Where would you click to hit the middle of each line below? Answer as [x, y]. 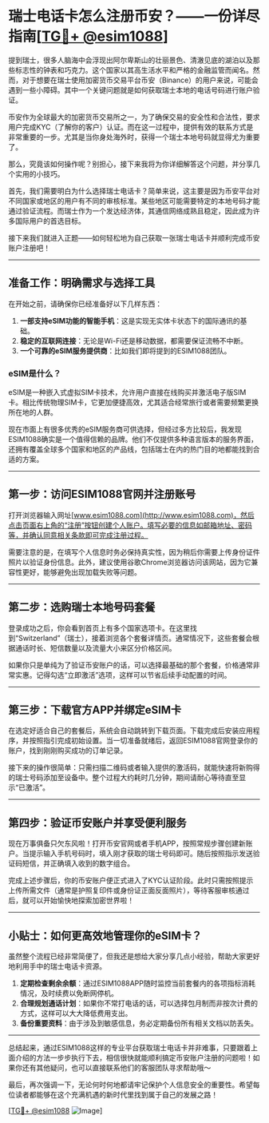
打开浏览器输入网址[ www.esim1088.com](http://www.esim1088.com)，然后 [132, 515]
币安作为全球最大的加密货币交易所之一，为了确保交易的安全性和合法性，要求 [134, 117]
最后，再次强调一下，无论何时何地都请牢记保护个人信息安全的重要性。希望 [131, 1085]
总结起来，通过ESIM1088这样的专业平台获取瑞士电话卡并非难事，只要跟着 [130, 1048]
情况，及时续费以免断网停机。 [69, 994]
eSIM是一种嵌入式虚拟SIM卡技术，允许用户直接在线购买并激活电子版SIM [127, 392]
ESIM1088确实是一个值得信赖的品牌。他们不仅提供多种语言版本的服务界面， [133, 440]
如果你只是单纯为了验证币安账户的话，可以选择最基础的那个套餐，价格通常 [131, 665]
